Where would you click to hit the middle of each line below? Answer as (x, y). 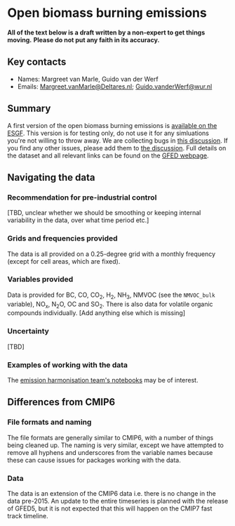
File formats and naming (49, 422)
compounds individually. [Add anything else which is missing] (96, 313)
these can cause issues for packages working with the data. (94, 460)
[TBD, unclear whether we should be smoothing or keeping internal (104, 213)
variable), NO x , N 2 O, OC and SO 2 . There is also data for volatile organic (110, 305)
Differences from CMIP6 (61, 402)
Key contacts (37, 62)
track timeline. (28, 516)
